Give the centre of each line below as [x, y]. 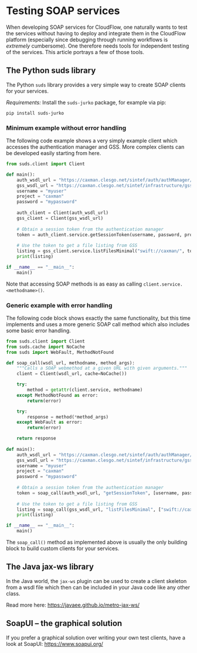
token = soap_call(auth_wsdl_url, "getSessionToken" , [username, [98, 493]
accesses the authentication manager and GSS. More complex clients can [95, 147]
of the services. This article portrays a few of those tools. [75, 52]
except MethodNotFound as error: [57, 395]
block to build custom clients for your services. [63, 548]
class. [13, 593]
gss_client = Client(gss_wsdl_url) [60, 218]
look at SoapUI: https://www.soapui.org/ [55, 644]
